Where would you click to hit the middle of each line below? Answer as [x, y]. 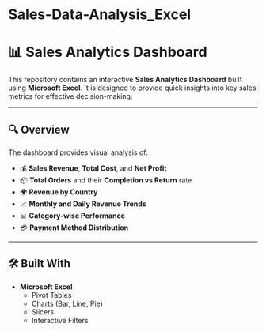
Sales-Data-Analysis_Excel [100, 15]
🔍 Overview [39, 129]
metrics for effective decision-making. [70, 96]
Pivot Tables [51, 295]
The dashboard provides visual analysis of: [78, 152]
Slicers [43, 312]
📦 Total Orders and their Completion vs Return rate [106, 180]
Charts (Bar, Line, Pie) [67, 303]
